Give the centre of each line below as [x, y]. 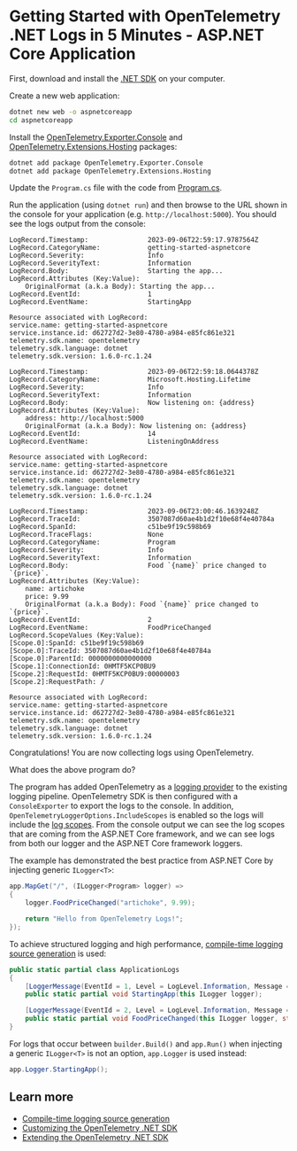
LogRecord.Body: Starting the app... [116, 271]
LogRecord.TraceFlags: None [87, 535]
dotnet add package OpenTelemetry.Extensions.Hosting [110, 171]
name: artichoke [55, 589]
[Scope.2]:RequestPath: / [57, 682]
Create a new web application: [65, 96]
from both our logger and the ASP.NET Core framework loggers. [126, 844]
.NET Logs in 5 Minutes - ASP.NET [137, 35]
